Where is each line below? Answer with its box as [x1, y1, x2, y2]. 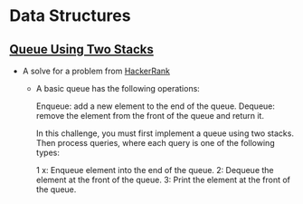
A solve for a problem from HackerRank [22, 65, 170, 76]
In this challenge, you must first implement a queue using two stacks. [35, 128, 294, 139]
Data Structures [9, 5, 131, 26]
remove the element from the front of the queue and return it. [35, 111, 265, 121]
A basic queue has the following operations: [35, 83, 201, 93]
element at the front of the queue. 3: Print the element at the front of [35, 174, 291, 185]
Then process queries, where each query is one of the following [35, 138, 275, 148]
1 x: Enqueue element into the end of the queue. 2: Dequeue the [35, 165, 274, 175]
